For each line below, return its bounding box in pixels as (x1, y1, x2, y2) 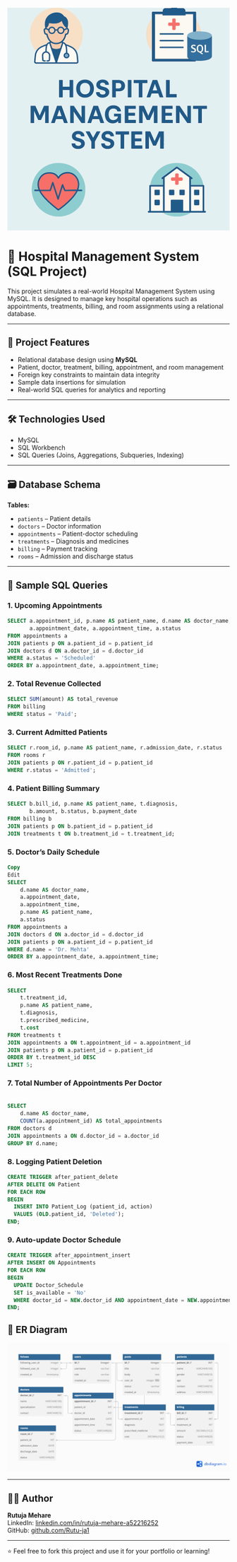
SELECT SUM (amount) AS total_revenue (7, 695, 119, 703)
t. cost (20, 1024, 39, 1031)
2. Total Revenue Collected (7, 679, 102, 689)
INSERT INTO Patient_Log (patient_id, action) (13, 1203, 153, 1211)
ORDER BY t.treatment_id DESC (7, 1054, 97, 1061)
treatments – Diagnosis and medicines (17, 537, 129, 546)
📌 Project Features (7, 336, 90, 348)
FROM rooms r (7, 752, 46, 759)
